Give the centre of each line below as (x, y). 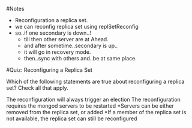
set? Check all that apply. (37, 88)
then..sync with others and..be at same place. (80, 58)
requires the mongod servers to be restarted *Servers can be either (90, 106)
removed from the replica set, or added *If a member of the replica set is (96, 112)
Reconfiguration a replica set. (51, 20)
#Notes (15, 9)
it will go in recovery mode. (57, 52)
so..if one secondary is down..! (53, 33)
